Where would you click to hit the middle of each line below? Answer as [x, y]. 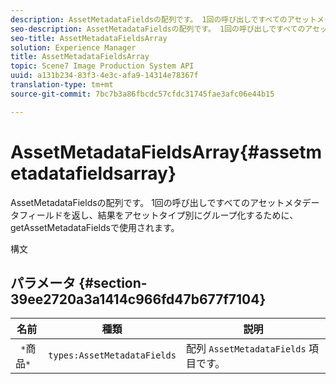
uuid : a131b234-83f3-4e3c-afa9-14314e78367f [104, 76]
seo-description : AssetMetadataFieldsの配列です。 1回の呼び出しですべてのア [161, 29]
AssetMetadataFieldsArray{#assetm [166, 152]
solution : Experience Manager [73, 47]
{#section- [113, 282]
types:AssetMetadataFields [112, 355]
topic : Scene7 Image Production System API [102, 66]
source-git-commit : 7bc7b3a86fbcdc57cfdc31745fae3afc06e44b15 [142, 94]
